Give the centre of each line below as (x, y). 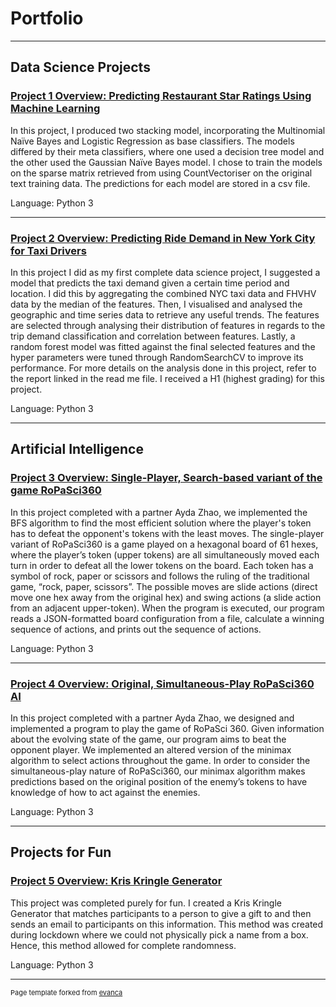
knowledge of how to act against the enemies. (105, 792)
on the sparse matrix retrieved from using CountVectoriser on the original (161, 173)
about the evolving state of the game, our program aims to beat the (148, 739)
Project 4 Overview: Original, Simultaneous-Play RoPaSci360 (162, 684)
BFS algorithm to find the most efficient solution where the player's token (161, 523)
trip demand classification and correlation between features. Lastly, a (153, 336)
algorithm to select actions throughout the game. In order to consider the (160, 760)
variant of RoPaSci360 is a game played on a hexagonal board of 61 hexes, (164, 544)
